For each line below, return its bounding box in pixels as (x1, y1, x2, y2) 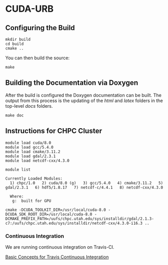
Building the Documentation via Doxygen (5, 79, 138, 87)
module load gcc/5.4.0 (5, 144, 54, 150)
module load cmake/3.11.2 (5, 149, 60, 154)
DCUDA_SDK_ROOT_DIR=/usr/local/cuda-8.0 (5, 211, 93, 217)
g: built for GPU (12, 198, 52, 203)
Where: (10, 194, 24, 199)
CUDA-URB (5, 3, 54, 15)
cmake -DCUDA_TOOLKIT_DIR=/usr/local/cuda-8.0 (5, 207, 106, 212)
